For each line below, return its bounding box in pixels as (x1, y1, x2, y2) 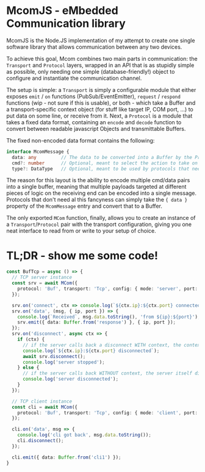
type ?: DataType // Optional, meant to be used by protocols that (12, 166, 190, 172)
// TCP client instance (12, 398, 72, 404)
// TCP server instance (12, 275, 72, 281)
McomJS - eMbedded (6, 4, 119, 18)
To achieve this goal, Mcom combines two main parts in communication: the (6, 55, 198, 62)
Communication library (6, 16, 126, 30)
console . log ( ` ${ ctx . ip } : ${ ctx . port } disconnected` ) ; (22, 348, 160, 354)
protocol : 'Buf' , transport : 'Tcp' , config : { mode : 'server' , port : (17, 286, 198, 292)
